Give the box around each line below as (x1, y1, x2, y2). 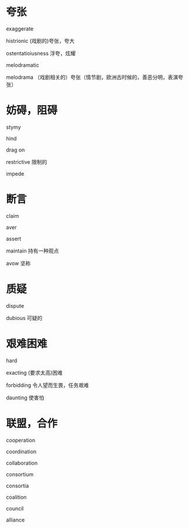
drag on (6, 146, 25, 153)
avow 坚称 (6, 260, 31, 267)
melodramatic (6, 61, 40, 68)
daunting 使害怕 (6, 394, 44, 401)
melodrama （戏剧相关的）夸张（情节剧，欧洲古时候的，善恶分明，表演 (6, 73, 178, 80)
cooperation (6, 436, 36, 443)
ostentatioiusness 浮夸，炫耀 (6, 49, 76, 56)
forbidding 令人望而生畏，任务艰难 (6, 381, 89, 388)
